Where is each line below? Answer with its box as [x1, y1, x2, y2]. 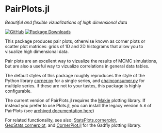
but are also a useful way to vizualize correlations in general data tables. [5, 63, 149, 69]
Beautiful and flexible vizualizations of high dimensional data [5, 19, 128, 25]
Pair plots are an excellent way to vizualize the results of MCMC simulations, [5, 58, 158, 64]
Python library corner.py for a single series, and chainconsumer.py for [5, 78, 145, 83]
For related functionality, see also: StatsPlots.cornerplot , [5, 117, 117, 123]
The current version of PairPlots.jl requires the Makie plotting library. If [5, 97, 146, 103]
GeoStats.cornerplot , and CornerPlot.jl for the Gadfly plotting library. [5, 122, 142, 128]
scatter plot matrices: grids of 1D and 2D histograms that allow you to [5, 43, 144, 49]
